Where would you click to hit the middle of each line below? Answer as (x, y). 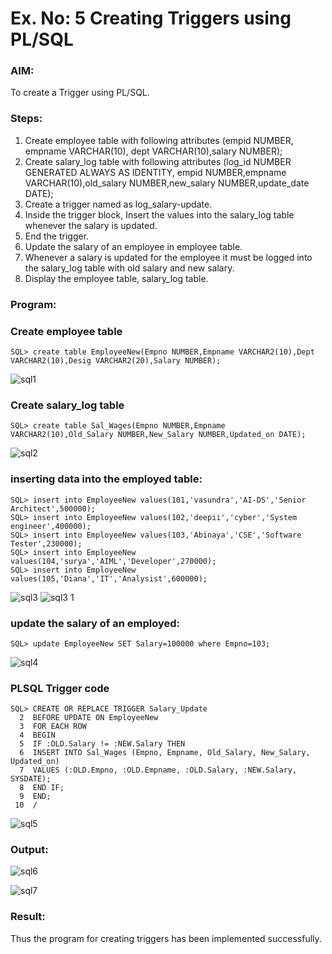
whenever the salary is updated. (91, 225)
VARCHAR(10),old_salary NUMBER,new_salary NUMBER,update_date (167, 183)
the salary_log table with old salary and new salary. (129, 268)
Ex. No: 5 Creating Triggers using (151, 18)
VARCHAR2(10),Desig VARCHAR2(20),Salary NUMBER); (116, 361)
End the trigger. (57, 236)
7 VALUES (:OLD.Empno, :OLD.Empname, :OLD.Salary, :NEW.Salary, (158, 770)
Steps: (26, 119)
